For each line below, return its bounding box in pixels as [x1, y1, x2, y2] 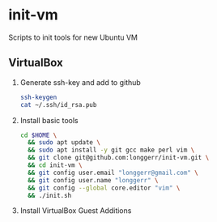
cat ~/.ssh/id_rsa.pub [19, 100, 97, 109]
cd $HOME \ [19, 131, 57, 139]
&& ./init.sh [28, 191, 72, 199]
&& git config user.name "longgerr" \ [28, 176, 159, 184]
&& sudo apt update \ [28, 139, 101, 147]
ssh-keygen [19, 93, 57, 101]
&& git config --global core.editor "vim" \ [28, 184, 181, 192]
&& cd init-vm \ [28, 161, 83, 169]
